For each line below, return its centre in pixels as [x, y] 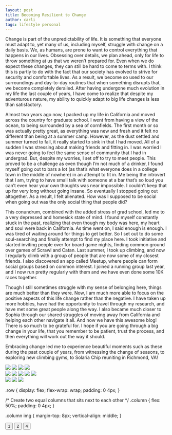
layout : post [19, 10]
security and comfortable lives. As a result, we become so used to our [80, 77]
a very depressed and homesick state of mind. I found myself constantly [82, 217]
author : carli [21, 20]
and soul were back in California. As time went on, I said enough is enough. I [86, 228]
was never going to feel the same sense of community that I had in [76, 153]
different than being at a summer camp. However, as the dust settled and [83, 136]
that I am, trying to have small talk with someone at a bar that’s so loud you [84, 180]
